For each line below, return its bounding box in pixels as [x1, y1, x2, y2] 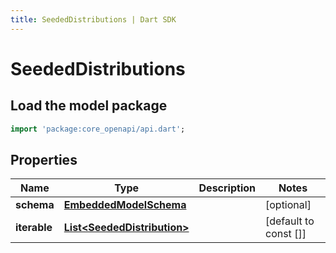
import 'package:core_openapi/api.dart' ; [10, 124, 186, 134]
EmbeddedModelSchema [63, 198, 187, 212]
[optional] [264, 198, 312, 212]
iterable [15, 221, 53, 235]
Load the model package [10, 97, 168, 115]
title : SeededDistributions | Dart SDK [10, 14, 177, 25]
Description [198, 181, 256, 195]
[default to [264, 214, 315, 228]
